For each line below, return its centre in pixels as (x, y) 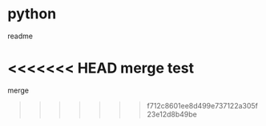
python (32, 14)
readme (20, 36)
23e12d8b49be (172, 114)
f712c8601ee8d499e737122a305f (202, 105)
